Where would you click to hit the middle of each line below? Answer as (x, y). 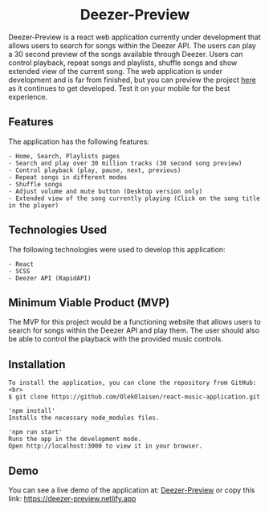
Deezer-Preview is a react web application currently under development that (134, 37)
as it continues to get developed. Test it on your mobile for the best (119, 88)
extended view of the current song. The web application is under (116, 71)
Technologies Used (57, 230)
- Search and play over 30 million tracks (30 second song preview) (125, 163)
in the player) (34, 205)
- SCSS (19, 271)
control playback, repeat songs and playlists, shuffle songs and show (123, 63)
